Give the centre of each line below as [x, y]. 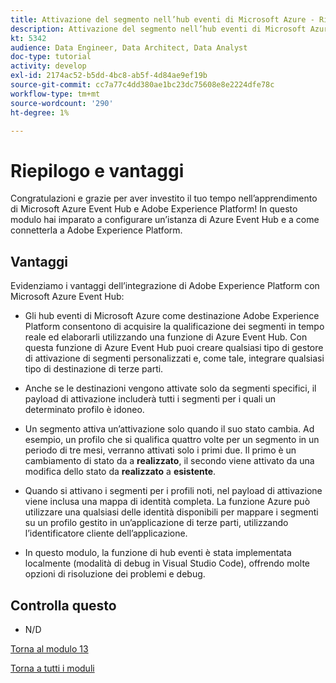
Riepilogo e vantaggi [97, 170]
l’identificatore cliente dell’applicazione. [106, 533]
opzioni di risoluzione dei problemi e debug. [115, 574]
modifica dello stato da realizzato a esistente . [120, 472]
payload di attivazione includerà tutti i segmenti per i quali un [150, 399]
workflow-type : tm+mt [55, 94]
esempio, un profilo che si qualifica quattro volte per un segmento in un [172, 440]
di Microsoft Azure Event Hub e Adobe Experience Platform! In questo [154, 209]
